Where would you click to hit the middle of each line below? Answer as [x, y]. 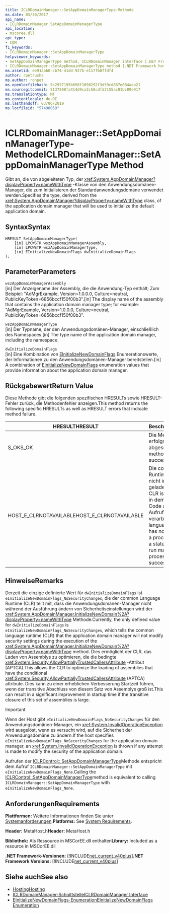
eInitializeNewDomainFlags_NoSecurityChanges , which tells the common [80, 630]
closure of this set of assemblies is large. [48, 700]
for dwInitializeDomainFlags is [37, 625]
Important [15, 710]
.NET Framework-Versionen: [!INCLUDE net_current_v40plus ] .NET [74, 856]
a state [157, 544]
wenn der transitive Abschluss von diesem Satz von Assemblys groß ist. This [84, 689]
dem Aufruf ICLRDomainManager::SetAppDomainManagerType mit [69, 766]
